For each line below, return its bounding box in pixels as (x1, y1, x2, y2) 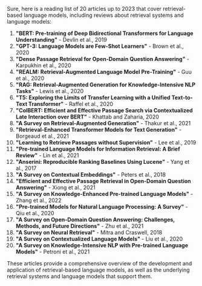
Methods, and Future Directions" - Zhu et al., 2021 (15, 223, 144, 229)
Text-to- (171, 94, 193, 101)
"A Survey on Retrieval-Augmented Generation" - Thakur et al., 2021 (15, 120, 191, 126)
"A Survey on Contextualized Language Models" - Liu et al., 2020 (15, 235, 183, 242)
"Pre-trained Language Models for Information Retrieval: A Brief (15, 145, 180, 152)
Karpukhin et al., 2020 (15, 62, 71, 69)
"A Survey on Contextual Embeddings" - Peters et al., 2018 (15, 171, 166, 178)
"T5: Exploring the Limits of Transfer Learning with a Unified (15, 94, 171, 101)
